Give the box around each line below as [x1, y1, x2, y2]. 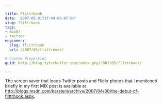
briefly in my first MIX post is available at [5, 83, 86, 89]
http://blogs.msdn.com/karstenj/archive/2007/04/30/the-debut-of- [5, 88, 139, 94]
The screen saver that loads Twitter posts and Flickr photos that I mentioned [5, 78, 158, 84]
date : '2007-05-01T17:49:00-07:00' [5, 15, 77, 21]
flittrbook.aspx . [5, 93, 35, 99]
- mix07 [5, 30, 21, 34]
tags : [5, 25, 16, 30]
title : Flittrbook [5, 11, 42, 16]
